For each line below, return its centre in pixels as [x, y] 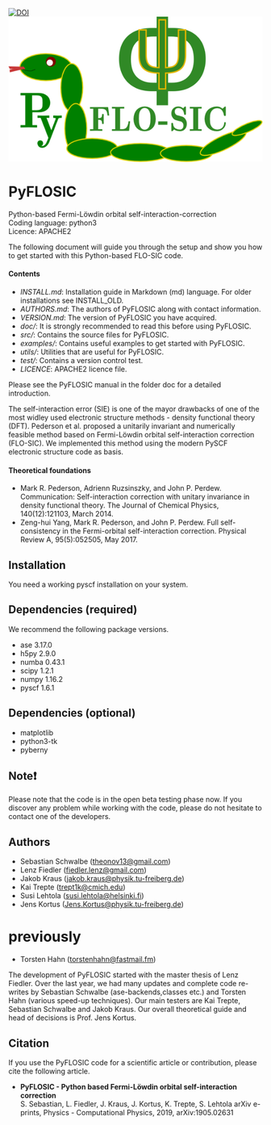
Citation [29, 1043]
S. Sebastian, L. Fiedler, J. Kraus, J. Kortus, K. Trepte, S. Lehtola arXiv [135, 1104]
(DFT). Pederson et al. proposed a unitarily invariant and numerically [122, 426]
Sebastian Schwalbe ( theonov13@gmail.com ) [95, 862]
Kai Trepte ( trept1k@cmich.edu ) [73, 887]
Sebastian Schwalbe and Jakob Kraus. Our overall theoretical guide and [128, 1010]
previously [45, 937]
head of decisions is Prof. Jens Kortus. [73, 1018]
